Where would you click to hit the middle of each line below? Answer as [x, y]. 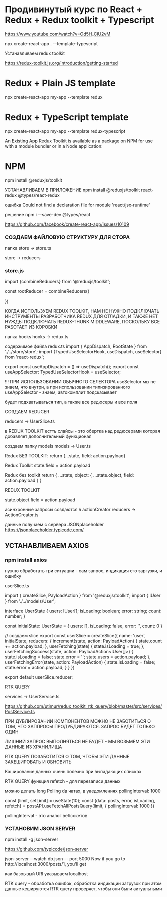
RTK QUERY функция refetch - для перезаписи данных [63, 781]
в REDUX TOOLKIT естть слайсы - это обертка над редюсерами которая [83, 431]
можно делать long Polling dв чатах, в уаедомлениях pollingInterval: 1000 [83, 791]
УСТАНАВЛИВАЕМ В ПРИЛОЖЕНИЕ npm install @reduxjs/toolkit [73, 190]
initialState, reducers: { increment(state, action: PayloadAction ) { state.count [83, 641]
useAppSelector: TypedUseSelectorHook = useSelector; [63, 372]
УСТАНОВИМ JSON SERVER [40, 828]
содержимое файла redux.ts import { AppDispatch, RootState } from [76, 346]
